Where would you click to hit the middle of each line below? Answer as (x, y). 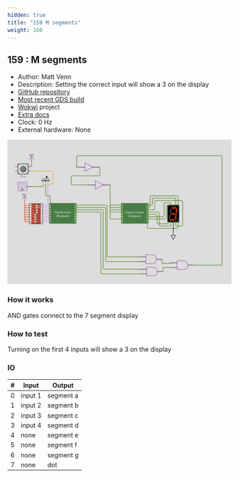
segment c (63, 415)
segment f (62, 445)
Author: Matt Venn (44, 77)
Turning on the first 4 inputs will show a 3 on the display (90, 349)
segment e (63, 435)
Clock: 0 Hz (35, 122)
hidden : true (27, 15)
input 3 (31, 415)
